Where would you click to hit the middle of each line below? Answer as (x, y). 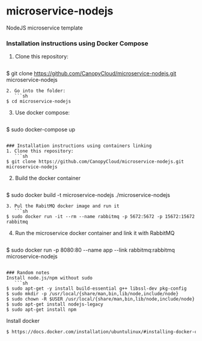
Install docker (23, 321)
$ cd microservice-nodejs (38, 102)
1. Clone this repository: (40, 151)
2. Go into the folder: (36, 91)
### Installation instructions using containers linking (79, 146)
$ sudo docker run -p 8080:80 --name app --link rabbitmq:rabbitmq (91, 250)
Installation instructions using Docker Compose (77, 43)
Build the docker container (48, 178)
